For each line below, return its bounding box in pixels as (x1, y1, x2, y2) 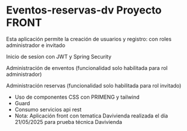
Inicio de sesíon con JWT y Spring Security (6, 53, 112, 60)
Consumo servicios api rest (14, 106, 82, 113)
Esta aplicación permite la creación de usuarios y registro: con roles (6, 35, 172, 42)
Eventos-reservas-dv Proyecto (6, 4, 162, 17)
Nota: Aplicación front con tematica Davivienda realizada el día (14, 112, 169, 119)
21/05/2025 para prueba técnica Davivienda (14, 118, 122, 125)
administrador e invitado (6, 42, 66, 49)
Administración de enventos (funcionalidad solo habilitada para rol (6, 64, 167, 71)
